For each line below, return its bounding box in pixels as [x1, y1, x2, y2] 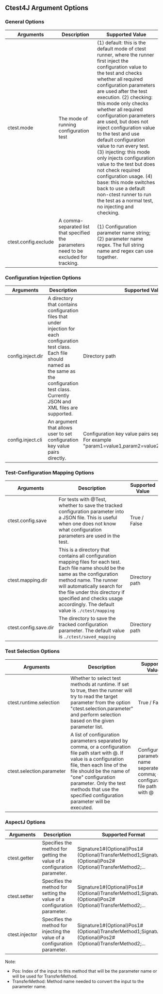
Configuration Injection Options [5, 274, 81, 281]
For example [83, 436, 112, 443]
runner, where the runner [97, 51, 154, 58]
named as [48, 361, 70, 368]
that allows [48, 424, 73, 431]
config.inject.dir [7, 352, 43, 359]
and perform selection [70, 711, 121, 718]
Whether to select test [70, 675, 121, 682]
